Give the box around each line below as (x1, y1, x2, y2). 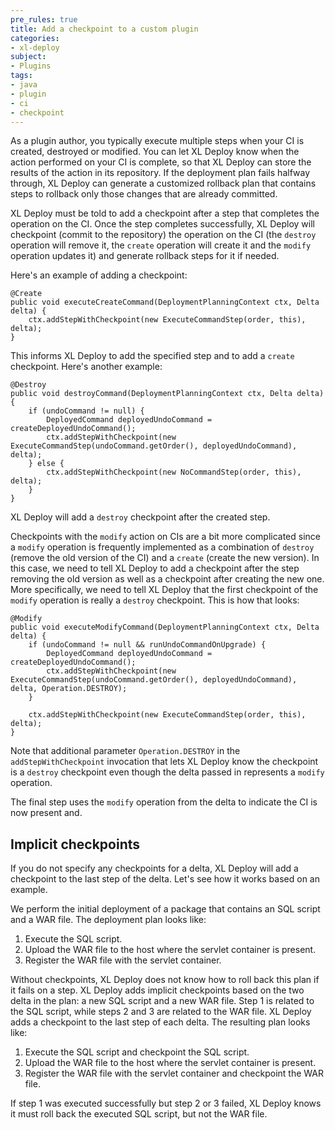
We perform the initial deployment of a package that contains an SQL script (10, 903, 321, 915)
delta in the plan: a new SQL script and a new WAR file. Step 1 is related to (10, 995, 315, 1007)
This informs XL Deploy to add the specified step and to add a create (10, 350, 295, 362)
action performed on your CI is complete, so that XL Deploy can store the (10, 156, 312, 168)
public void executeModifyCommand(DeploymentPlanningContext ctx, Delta (10, 622, 320, 633)
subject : (10, 52, 47, 62)
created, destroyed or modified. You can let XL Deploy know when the (10, 146, 300, 158)
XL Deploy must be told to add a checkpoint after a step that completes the (10, 207, 320, 220)
